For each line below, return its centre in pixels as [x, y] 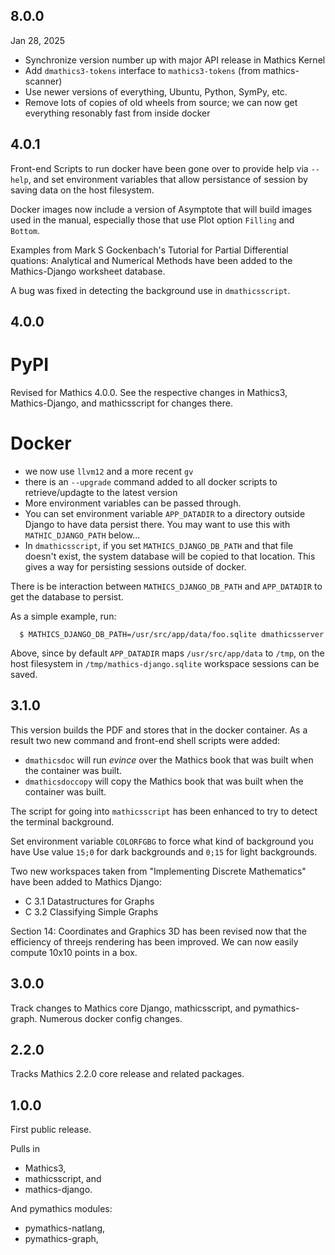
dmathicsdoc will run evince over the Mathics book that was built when [169, 760]
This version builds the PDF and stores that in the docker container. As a [159, 730]
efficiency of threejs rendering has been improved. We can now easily [154, 941]
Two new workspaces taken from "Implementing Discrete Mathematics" [158, 871]
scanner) [43, 81]
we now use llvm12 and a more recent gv [109, 471]
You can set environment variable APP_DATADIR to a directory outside [165, 513]
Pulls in [25, 1149]
